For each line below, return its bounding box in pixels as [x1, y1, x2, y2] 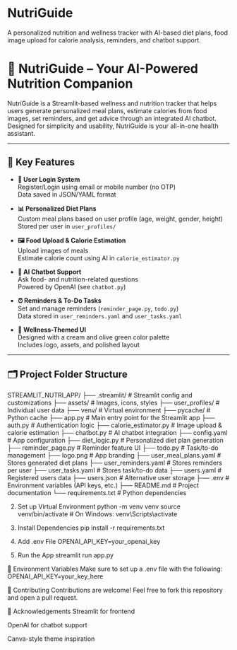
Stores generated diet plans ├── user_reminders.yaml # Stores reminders [7, 458, 222, 467]
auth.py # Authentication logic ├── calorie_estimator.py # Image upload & [7, 421, 222, 429]
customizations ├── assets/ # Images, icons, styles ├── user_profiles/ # [7, 398, 220, 407]
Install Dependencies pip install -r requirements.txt [17, 523, 165, 532]
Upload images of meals [17, 246, 89, 255]
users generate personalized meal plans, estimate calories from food [7, 106, 207, 115]
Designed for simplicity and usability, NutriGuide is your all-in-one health [7, 122, 219, 130]
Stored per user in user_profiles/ [17, 221, 116, 231]
